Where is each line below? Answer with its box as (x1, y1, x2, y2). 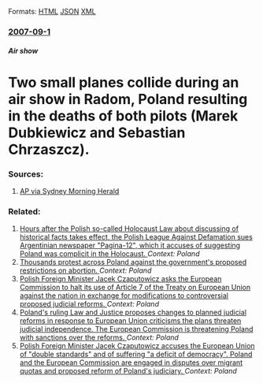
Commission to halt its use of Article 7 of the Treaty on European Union (19, 283, 251, 292)
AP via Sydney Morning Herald (19, 187, 120, 195)
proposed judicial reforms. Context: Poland (19, 299, 160, 309)
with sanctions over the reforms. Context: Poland (19, 333, 180, 342)
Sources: (8, 169, 44, 180)
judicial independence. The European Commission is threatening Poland (19, 325, 254, 334)
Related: (8, 206, 41, 217)
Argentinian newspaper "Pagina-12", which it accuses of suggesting (19, 240, 241, 251)
